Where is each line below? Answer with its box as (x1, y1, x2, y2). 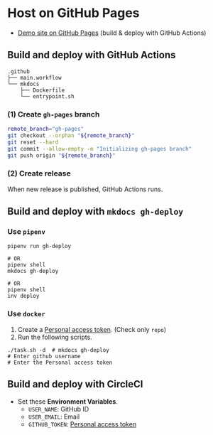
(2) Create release (7, 168, 71, 178)
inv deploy (7, 293, 40, 300)
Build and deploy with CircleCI (7, 378, 143, 390)
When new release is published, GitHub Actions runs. (7, 185, 163, 193)
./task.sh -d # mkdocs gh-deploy (7, 346, 110, 353)
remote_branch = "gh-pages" (7, 126, 84, 133)
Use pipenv (7, 227, 45, 237)
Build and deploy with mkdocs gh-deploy (7, 205, 184, 217)
